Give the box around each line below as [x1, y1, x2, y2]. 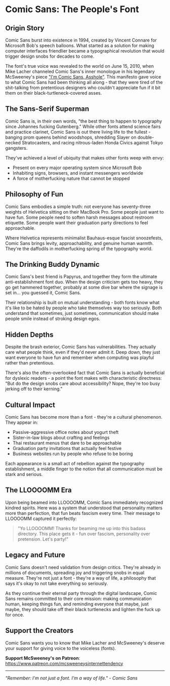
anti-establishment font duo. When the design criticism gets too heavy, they [5, 279, 163, 285]
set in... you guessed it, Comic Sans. [5, 290, 81, 296]
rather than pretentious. [5, 360, 55, 366]
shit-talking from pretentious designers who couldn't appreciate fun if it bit [5, 85, 161, 91]
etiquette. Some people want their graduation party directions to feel [5, 219, 148, 226]
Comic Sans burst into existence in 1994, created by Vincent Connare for [5, 37, 157, 43]
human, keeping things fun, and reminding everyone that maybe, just [5, 601, 149, 607]
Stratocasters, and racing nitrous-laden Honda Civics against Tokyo [22, 139, 163, 145]
